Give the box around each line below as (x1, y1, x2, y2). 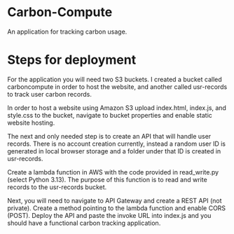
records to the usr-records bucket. (7, 183, 107, 191)
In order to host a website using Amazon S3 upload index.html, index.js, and (7, 103, 226, 112)
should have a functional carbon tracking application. (7, 219, 161, 227)
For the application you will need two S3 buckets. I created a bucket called (7, 75, 222, 83)
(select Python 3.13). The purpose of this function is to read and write (7, 175, 208, 184)
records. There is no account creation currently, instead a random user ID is (7, 139, 226, 148)
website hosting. (7, 118, 55, 127)
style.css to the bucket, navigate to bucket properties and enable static (7, 111, 212, 119)
